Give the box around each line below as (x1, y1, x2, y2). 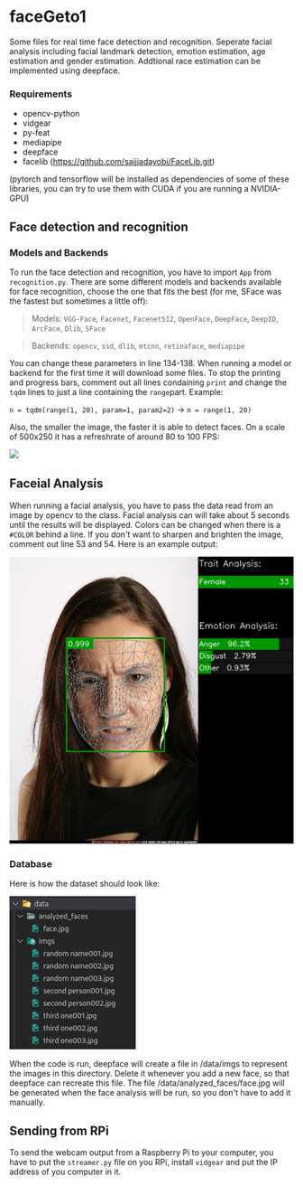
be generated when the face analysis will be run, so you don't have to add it (9, 1087, 291, 1098)
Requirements (9, 88, 73, 100)
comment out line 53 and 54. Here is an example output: (9, 538, 218, 549)
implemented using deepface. (9, 65, 120, 76)
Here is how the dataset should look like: (9, 879, 161, 889)
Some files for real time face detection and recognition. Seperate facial (9, 36, 272, 47)
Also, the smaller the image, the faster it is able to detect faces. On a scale (9, 421, 286, 432)
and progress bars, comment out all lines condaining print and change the (9, 377, 287, 388)
